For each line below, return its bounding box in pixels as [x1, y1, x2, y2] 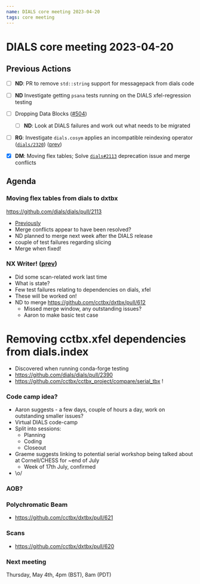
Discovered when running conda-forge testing [14, 365, 129, 372]
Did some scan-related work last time [14, 273, 107, 280]
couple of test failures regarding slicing [14, 239, 112, 246]
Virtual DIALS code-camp [14, 419, 78, 426]
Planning [23, 432, 46, 439]
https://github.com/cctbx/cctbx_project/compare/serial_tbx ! [14, 377, 164, 384]
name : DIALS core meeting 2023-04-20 [6, 8, 100, 15]
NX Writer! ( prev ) [6, 259, 58, 268]
